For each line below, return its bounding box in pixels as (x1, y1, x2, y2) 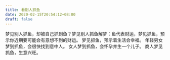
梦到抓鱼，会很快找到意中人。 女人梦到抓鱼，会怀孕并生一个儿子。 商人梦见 (5, 43, 163, 49)
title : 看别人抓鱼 (5, 7, 40, 12)
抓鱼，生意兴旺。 (5, 49, 41, 55)
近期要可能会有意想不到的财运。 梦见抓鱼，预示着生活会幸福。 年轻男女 (14, 37, 163, 43)
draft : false (5, 16, 33, 21)
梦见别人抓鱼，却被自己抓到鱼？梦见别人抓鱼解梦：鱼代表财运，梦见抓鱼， (5, 31, 160, 37)
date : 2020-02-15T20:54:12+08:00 (5, 12, 76, 17)
